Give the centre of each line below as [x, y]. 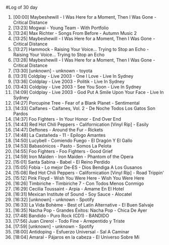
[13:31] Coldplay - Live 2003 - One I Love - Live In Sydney [73, 76]
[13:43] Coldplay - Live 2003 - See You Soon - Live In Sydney [77, 87]
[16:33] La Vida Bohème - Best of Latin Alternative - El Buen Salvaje [83, 205]
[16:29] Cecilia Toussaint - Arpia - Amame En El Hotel [68, 189]
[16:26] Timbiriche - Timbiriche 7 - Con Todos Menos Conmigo [78, 183]
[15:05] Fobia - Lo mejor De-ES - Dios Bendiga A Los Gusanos [77, 167]
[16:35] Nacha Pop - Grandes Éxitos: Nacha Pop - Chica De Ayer [80, 210]
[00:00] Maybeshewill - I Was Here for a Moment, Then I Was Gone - [85, 17]
